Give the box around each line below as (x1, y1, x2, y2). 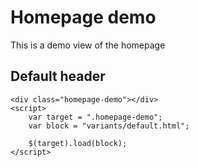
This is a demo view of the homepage (10, 39, 166, 51)
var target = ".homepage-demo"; (28, 112, 163, 122)
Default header (10, 68, 106, 85)
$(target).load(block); (28, 138, 128, 148)
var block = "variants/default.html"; (28, 121, 190, 131)
